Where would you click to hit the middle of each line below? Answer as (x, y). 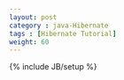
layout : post (33, 17)
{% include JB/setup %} (53, 67)
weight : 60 (29, 42)
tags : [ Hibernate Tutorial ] (63, 33)
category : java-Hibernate (59, 25)
